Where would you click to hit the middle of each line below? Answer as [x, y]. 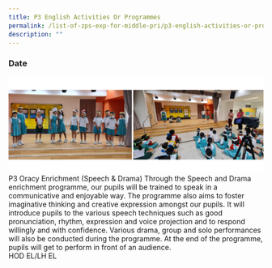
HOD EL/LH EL [33, 256]
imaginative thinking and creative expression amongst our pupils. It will [127, 204]
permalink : [27, 26]
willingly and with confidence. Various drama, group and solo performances [135, 230]
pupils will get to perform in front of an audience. [90, 247]
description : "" [36, 34]
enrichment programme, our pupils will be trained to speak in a [113, 187]
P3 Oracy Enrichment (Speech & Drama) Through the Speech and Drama [130, 178]
